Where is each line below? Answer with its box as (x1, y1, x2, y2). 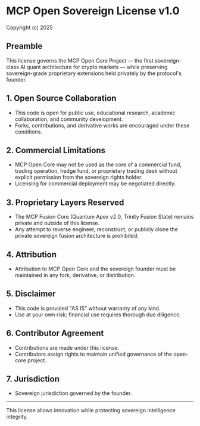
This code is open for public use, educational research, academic (14, 109, 176, 116)
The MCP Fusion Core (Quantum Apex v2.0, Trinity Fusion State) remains (14, 213, 194, 220)
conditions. (14, 128, 43, 135)
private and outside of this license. (14, 219, 100, 227)
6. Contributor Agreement (6, 328, 104, 338)
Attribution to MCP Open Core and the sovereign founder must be (14, 265, 176, 272)
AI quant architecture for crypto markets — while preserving (20, 63, 168, 70)
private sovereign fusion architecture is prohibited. (14, 232, 139, 240)
